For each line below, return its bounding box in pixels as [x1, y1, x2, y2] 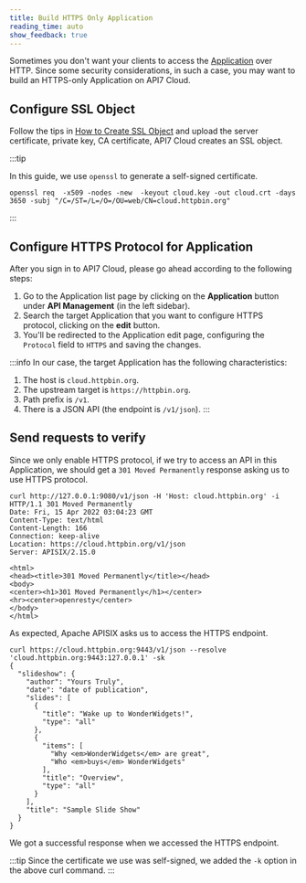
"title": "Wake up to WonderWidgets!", [42, 709, 195, 718]
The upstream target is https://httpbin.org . [22, 385, 192, 395]
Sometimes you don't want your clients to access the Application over [9, 56, 273, 67]
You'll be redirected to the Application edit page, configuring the [22, 330, 265, 340]
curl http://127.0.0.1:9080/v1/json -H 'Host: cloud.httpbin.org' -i [9, 491, 280, 501]
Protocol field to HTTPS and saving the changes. [22, 339, 202, 350]
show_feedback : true [9, 30, 89, 39]
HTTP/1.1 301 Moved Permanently [9, 499, 132, 508]
